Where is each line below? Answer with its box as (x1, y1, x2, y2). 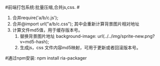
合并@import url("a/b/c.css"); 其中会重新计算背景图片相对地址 (12, 21, 140, 27)
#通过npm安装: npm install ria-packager (5, 55, 87, 61)
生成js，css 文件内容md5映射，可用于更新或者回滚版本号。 (19, 45, 141, 50)
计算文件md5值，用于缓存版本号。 (12, 27, 83, 33)
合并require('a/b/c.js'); (12, 15, 59, 21)
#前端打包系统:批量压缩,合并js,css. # (5, 4, 80, 10)
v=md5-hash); (19, 39, 49, 44)
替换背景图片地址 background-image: (19, 33, 97, 39)
